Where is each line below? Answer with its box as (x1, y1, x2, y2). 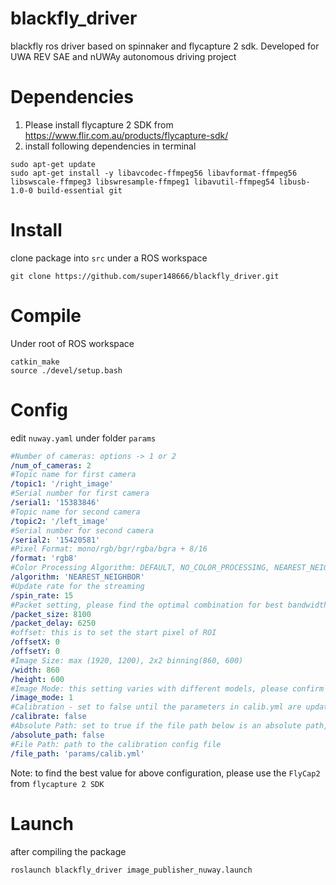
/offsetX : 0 (10, 637, 60, 647)
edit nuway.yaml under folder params (10, 432, 157, 444)
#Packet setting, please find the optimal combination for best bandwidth (10, 600, 329, 610)
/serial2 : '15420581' (10, 535, 101, 545)
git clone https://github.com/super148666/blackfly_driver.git (10, 271, 280, 281)
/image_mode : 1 (10, 693, 74, 703)
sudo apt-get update (10, 159, 97, 169)
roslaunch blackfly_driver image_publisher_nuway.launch (10, 865, 253, 875)
